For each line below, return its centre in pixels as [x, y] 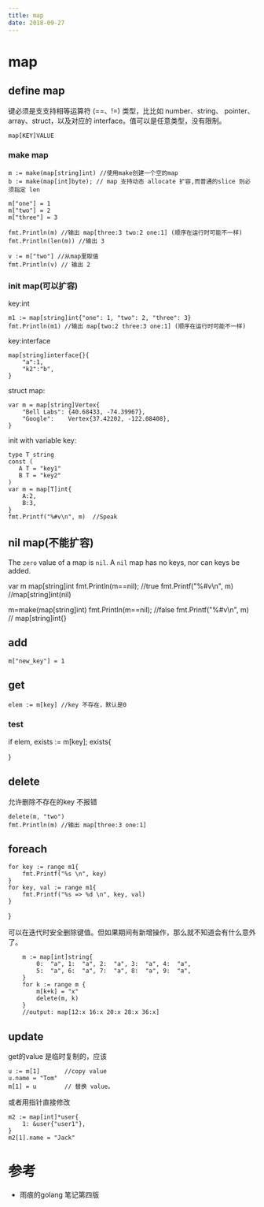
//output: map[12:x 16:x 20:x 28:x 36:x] [91, 1012]
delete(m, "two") [37, 816]
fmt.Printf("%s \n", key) [65, 874]
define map [37, 91]
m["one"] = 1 [29, 203]
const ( [21, 462]
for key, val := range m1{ [52, 888]
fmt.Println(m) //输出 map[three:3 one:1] [77, 825]
